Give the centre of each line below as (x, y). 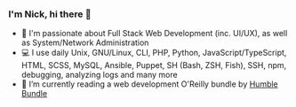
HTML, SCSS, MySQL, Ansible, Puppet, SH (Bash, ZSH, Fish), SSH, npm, (154, 65)
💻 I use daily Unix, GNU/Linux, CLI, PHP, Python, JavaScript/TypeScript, (154, 53)
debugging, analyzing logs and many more (100, 75)
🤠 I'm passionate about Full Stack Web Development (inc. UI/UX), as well (154, 34)
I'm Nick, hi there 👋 (50, 14)
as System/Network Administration (85, 42)
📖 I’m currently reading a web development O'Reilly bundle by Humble (150, 84)
